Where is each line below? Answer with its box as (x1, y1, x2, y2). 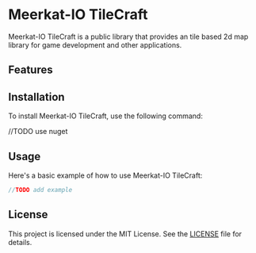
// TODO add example (8, 186, 73, 194)
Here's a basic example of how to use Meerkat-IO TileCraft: (8, 171, 203, 180)
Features (8, 63, 53, 77)
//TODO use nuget (8, 127, 68, 136)
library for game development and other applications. (8, 40, 182, 49)
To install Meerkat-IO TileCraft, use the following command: (8, 111, 204, 121)
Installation (8, 90, 65, 104)
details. (8, 237, 32, 247)
